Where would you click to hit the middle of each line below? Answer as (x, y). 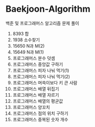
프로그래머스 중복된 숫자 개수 (40, 119)
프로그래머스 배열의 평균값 (38, 101)
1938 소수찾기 (26, 40)
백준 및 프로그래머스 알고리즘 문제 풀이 (42, 23)
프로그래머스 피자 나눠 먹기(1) (41, 70)
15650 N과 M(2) (29, 46)
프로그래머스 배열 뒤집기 (36, 89)
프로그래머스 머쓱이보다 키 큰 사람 (45, 82)
